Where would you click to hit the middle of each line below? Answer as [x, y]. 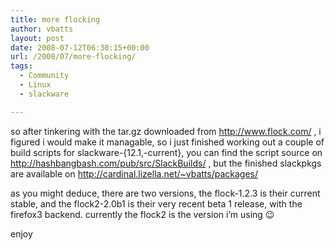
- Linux [35, 85]
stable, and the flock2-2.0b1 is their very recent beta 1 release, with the [156, 203]
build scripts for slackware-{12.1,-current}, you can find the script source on [166, 152]
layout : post [37, 38]
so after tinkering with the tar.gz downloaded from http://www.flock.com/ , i [166, 131]
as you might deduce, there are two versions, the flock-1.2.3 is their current [165, 193]
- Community [44, 76]
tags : [21, 66]
